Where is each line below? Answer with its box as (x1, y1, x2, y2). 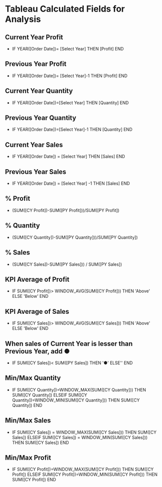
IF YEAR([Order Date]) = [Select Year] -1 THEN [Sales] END (12, 180, 130, 186)
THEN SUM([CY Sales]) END (12, 439, 69, 445)
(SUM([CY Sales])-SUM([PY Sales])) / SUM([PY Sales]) (12, 261, 122, 267)
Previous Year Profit (5, 60, 67, 68)
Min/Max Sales (5, 416, 51, 425)
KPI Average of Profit (5, 275, 70, 283)
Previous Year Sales (5, 167, 67, 176)
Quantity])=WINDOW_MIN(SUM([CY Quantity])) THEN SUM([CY (12, 397, 140, 403)
